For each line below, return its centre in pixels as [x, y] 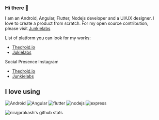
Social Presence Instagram [32, 62]
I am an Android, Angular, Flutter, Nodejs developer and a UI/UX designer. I [80, 18]
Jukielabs [22, 52]
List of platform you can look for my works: [48, 38]
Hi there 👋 [17, 8]
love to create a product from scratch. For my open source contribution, [77, 23]
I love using [23, 91]
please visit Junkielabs [28, 29]
